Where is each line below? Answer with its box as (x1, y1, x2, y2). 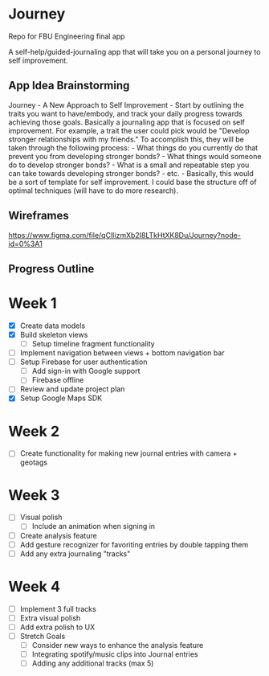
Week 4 (8, 577, 60, 596)
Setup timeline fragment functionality (31, 339, 155, 349)
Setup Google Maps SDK (19, 393, 103, 403)
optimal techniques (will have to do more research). (8, 186, 179, 195)
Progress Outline (8, 262, 95, 276)
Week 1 (8, 294, 57, 313)
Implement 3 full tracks (19, 604, 96, 613)
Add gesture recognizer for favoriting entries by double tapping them (19, 539, 249, 549)
